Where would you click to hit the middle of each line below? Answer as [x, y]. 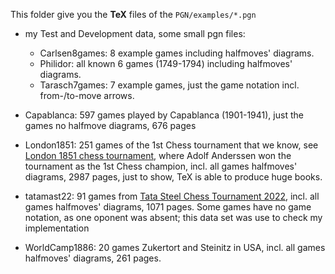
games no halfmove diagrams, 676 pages [110, 125]
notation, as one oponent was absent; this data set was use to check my [173, 217]
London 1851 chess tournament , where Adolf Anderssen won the [158, 155]
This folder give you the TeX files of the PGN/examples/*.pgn [133, 14]
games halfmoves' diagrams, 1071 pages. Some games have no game [168, 207]
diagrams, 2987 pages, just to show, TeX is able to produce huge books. [173, 177]
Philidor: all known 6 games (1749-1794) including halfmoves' [166, 63]
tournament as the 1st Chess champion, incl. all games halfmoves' [161, 166]
